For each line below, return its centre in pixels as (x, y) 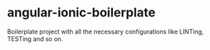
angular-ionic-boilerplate (81, 13)
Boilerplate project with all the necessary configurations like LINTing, (106, 32)
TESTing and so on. (35, 38)
